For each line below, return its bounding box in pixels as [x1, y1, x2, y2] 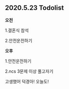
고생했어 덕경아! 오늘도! [5, 78, 49, 84]
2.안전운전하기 [5, 38, 32, 43]
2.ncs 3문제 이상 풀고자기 [5, 68, 54, 74]
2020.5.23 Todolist [5, 4, 64, 12]
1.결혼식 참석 [5, 27, 29, 33]
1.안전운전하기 [5, 58, 32, 64]
